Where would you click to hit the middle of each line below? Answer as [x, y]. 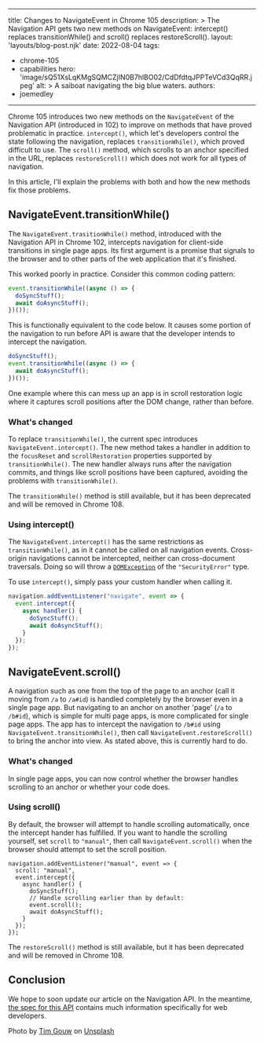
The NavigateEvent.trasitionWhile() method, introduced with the [115, 233]
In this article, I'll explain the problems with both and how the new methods [129, 182]
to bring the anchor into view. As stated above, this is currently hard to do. [128, 741]
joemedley [36, 94]
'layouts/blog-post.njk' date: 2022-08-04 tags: [84, 45]
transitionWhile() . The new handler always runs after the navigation [120, 464]
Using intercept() [41, 525]
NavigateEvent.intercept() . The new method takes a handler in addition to [129, 448]
